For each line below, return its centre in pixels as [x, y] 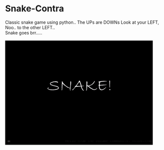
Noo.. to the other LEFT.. [30, 27]
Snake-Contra [35, 9]
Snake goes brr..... [24, 33]
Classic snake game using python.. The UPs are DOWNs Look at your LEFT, [82, 22]
